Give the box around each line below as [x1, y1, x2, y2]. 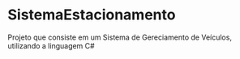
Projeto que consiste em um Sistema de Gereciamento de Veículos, [7, 32, 233, 42]
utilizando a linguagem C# [7, 40, 95, 50]
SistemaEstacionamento [7, 6, 176, 24]
